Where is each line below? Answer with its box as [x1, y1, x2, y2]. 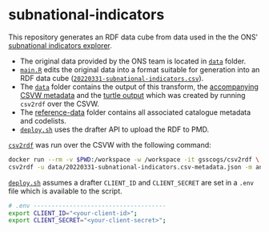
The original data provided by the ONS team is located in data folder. [19, 56, 247, 66]
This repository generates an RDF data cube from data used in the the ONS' [8, 32, 259, 42]
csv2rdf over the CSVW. [19, 99, 100, 108]
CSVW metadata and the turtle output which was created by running [19, 90, 246, 100]
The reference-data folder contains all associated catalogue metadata [19, 107, 251, 117]
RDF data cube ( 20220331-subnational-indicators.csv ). [19, 73, 204, 83]
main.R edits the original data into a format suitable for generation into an [19, 64, 260, 74]
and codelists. [19, 116, 66, 125]
